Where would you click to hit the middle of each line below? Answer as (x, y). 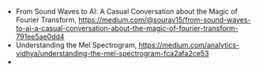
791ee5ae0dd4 (40, 36)
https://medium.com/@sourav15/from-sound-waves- (165, 20)
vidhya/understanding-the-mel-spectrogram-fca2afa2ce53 (112, 53)
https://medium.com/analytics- (189, 45)
